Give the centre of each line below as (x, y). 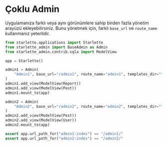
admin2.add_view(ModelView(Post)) (41, 116)
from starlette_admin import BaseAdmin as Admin (56, 47)
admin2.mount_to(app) (28, 125)
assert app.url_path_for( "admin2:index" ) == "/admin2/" (64, 138)
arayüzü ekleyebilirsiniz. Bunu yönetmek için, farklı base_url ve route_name (81, 28)
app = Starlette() (24, 61)
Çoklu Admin (32, 9)
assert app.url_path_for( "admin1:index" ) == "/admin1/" (64, 134)
